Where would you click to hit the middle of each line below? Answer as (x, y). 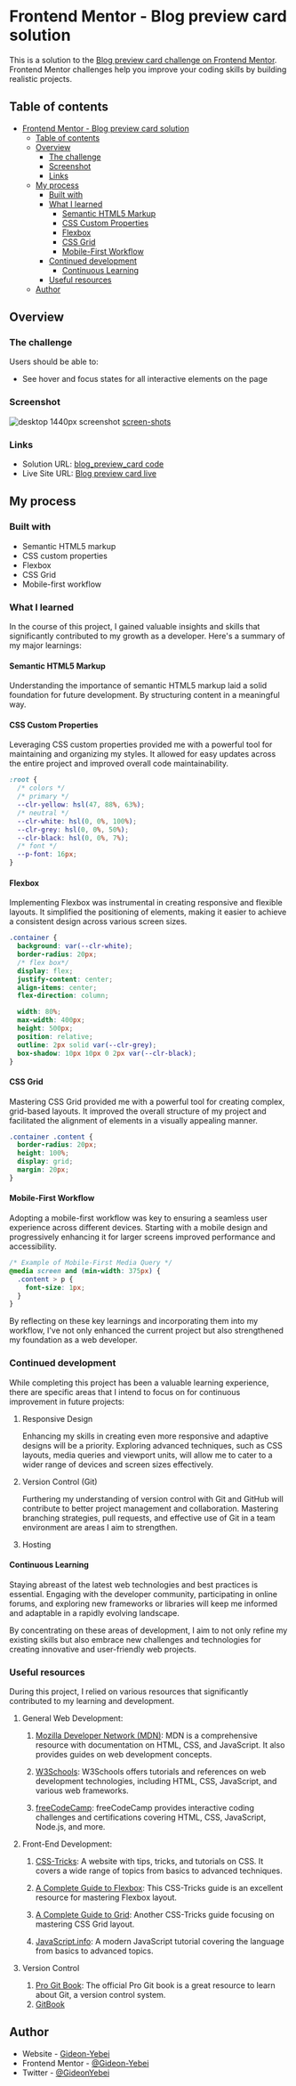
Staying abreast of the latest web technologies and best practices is (134, 1584)
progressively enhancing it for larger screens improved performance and (142, 1237)
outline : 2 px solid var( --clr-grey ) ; (87, 1045)
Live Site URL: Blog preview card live (89, 474)
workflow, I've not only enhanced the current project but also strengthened (147, 1331)
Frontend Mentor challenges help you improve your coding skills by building (148, 69)
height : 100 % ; (43, 1153)
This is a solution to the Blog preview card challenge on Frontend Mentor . (143, 60)
